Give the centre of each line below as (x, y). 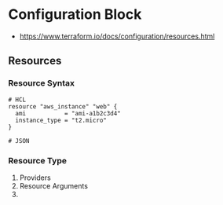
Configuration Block (75, 15)
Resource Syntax (41, 83)
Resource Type (37, 160)
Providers (35, 178)
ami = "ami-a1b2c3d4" (68, 113)
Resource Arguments (54, 185)
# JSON (19, 141)
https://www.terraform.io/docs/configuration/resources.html (117, 36)
